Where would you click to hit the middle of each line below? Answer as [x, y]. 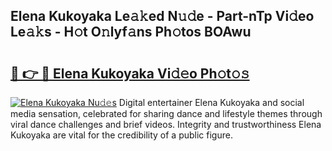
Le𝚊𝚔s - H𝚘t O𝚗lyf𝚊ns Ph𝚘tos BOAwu [131, 32]
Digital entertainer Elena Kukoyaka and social [211, 102]
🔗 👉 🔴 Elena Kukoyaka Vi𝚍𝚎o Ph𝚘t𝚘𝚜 [130, 73]
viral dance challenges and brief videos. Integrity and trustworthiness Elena [166, 124]
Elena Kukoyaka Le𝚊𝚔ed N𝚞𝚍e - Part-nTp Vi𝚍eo [162, 16]
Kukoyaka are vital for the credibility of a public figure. [121, 135]
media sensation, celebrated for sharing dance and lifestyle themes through [166, 113]
